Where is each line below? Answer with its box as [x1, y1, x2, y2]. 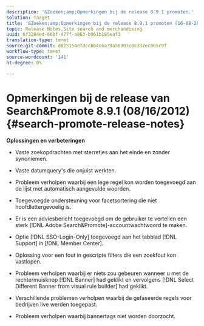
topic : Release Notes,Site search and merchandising [6, 25, 143, 32]
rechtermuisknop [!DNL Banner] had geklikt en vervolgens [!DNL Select [15, 276, 194, 284]
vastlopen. [15, 258, 42, 265]
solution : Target [6, 15, 50, 21]
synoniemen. [15, 155, 48, 163]
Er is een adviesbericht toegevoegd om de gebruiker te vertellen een [15, 215, 187, 222]
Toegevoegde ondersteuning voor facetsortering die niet [15, 197, 157, 204]
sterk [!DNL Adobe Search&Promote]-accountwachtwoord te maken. [15, 222, 188, 229]
